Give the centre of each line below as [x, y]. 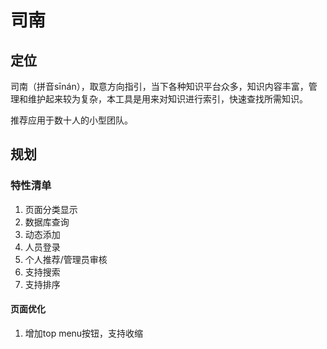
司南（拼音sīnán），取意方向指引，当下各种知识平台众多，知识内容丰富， [159, 86]
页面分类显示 [51, 209]
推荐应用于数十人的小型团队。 [71, 120]
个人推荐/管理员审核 [66, 259]
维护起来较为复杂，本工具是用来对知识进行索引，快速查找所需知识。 [167, 99]
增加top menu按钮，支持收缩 [84, 333]
